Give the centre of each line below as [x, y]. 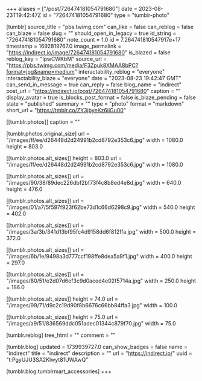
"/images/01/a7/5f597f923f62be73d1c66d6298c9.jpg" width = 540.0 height [101, 207]
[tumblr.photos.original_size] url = [48, 133]
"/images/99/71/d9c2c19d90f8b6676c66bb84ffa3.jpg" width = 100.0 [92, 305]
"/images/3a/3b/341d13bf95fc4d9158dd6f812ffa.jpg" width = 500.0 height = [101, 232]
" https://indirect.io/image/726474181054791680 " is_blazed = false [88, 53]
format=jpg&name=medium [40, 72]
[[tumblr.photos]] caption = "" [43, 122]
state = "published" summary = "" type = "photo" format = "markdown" [95, 104]
